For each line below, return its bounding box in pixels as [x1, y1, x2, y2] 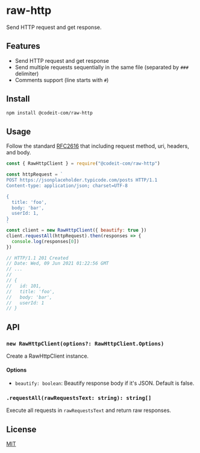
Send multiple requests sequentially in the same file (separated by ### [14, 63, 189, 71]
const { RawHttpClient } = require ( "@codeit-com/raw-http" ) [6, 160, 161, 166]
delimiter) [14, 70, 39, 77]
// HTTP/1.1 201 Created [6, 255, 69, 261]
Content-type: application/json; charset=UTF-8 [6, 182, 128, 189]
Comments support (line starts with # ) [14, 76, 109, 83]
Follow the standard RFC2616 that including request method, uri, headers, [6, 142, 190, 150]
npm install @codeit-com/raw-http [6, 110, 93, 116]
